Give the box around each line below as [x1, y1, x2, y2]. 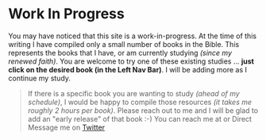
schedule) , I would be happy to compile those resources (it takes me [27, 97, 253, 107]
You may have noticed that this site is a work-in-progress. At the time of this [8, 31, 256, 41]
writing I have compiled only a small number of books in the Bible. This [8, 39, 240, 49]
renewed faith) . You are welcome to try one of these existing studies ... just [8, 56, 254, 66]
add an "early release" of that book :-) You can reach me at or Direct [27, 114, 253, 123]
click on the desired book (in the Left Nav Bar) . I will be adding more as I [8, 64, 248, 74]
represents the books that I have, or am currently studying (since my [8, 48, 233, 57]
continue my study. [8, 73, 71, 83]
